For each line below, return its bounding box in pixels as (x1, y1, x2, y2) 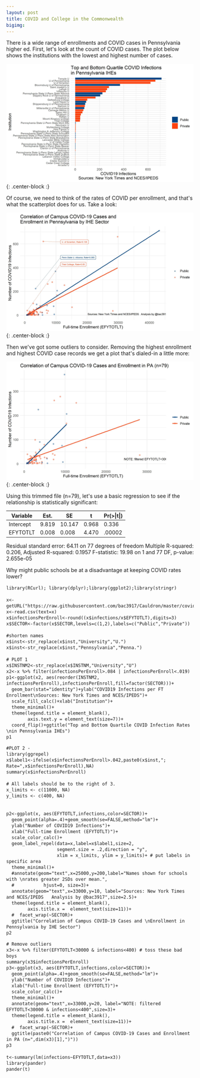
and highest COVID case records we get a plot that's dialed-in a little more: (6, 350, 190, 357)
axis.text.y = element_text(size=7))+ (27, 716, 124, 722)
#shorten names (6, 632, 44, 639)
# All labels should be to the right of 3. (6, 781, 116, 787)
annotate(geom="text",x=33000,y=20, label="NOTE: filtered (11, 1001, 161, 1006)
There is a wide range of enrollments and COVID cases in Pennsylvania (6, 39, 180, 46)
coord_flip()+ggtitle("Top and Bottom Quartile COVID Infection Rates (11, 722, 190, 728)
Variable (11, 512, 33, 519)
